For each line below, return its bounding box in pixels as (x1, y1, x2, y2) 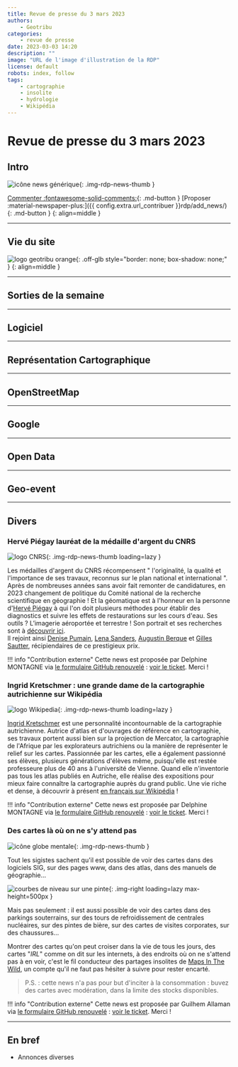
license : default (7, 63, 59, 70)
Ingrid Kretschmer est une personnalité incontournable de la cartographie (7, 719, 222, 728)
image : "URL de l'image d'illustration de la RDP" (7, 57, 160, 64)
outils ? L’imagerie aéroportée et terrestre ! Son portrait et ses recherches (7, 619, 222, 628)
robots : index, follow (7, 69, 74, 77)
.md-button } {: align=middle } (13, 208, 101, 217)
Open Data (7, 451, 55, 463)
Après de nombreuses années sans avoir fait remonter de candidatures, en (7, 582, 226, 590)
